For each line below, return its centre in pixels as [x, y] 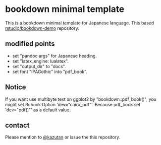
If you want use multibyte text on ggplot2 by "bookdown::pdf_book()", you [81, 99]
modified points [30, 44]
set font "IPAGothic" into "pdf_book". [50, 72]
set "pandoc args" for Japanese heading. [54, 56]
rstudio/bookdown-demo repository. [42, 28]
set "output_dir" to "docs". [39, 66]
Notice [16, 87]
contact [17, 125]
